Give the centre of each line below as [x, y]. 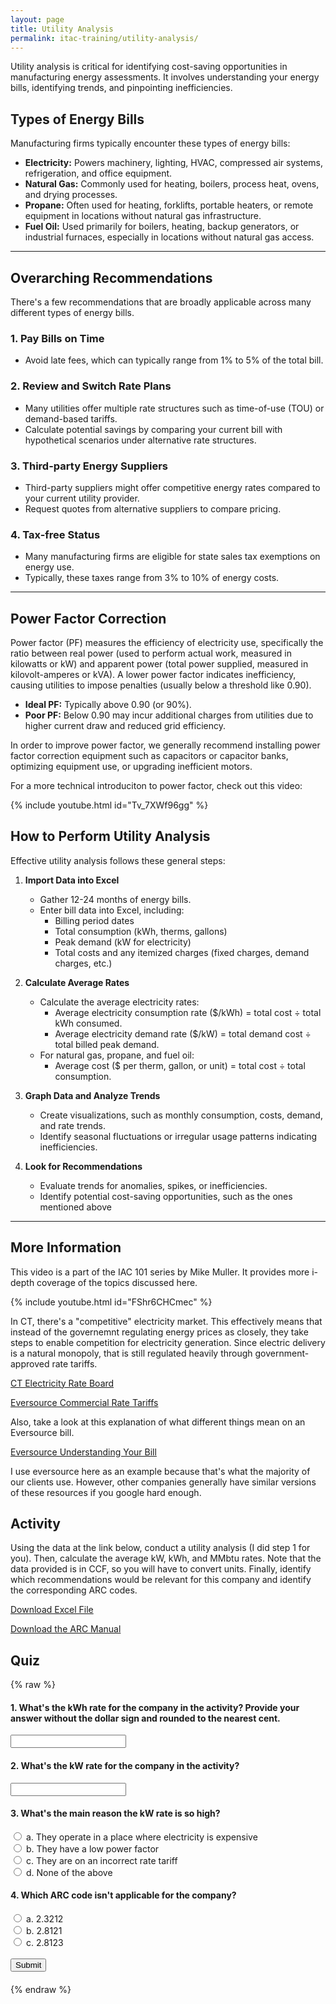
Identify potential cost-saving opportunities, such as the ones [166, 1196]
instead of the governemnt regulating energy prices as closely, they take [159, 1332]
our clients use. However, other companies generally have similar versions [163, 1482]
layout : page [37, 19]
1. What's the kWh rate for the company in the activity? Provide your [155, 1707]
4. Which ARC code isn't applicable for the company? [123, 1895]
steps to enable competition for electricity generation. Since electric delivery [168, 1342]
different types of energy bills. [72, 312]
